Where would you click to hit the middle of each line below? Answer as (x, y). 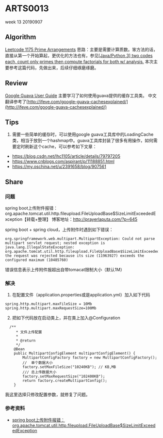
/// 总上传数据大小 (40, 372)
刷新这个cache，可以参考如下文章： (61, 146)
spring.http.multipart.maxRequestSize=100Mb (51, 308)
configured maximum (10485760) (37, 260)
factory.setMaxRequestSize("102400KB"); (64, 376)
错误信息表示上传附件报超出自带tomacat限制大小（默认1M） (65, 270)
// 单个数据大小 (38, 363)
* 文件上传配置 (29, 332)
